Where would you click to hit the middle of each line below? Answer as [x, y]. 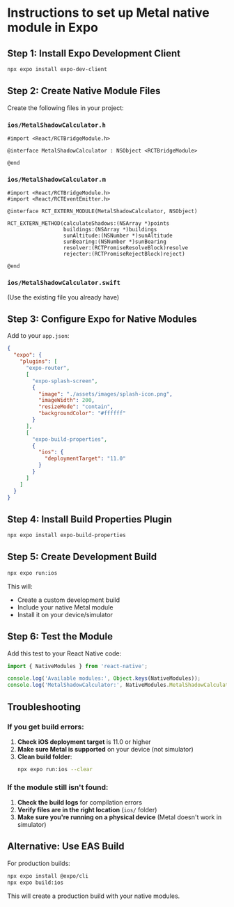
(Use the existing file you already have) [63, 297]
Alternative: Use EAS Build [66, 847]
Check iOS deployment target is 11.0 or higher [84, 742]
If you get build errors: [46, 727]
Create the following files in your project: [65, 108]
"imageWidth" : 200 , [67, 401]
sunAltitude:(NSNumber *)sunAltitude [118, 236]
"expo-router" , [48, 368]
